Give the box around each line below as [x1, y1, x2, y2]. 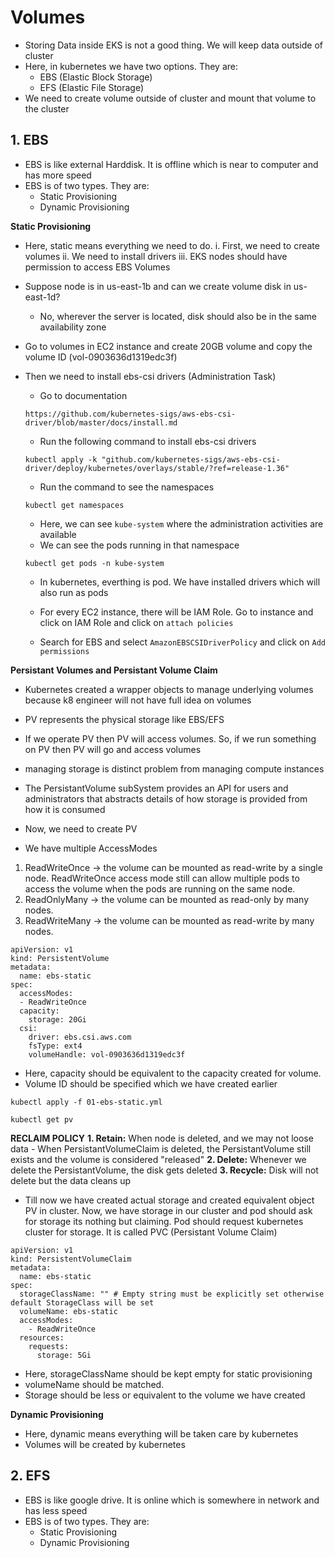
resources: [19, 1332, 65, 1343]
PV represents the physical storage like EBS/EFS [24, 713, 225, 725]
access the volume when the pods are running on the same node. [24, 882, 296, 895]
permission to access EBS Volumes [24, 261, 171, 273]
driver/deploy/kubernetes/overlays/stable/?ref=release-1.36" [24, 463, 290, 473]
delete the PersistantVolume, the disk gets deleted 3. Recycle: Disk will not [10, 1164, 319, 1176]
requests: [28, 1341, 70, 1351]
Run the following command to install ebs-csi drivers [39, 435, 257, 447]
